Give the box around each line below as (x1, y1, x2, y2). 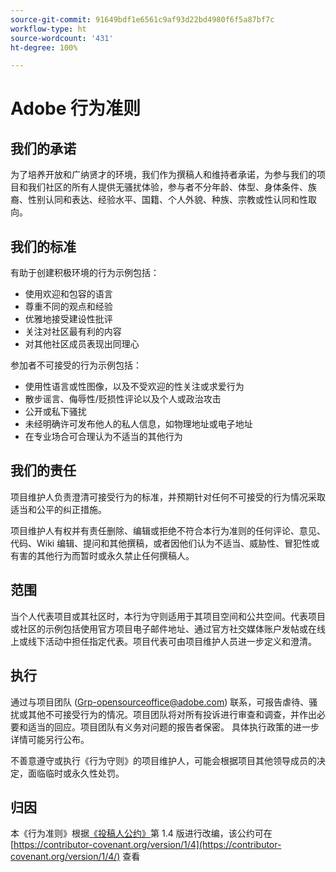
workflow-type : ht (10, 24, 87, 34)
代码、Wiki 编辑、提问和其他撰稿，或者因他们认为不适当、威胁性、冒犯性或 (10, 537, 320, 549)
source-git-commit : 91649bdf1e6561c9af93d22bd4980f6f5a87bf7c (10, 14, 275, 25)
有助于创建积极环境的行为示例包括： (10, 267, 160, 279)
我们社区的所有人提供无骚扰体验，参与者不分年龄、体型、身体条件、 (27, 181, 308, 193)
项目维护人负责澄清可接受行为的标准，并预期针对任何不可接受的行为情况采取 (10, 491, 326, 503)
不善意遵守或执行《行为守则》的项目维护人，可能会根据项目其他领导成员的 (10, 754, 317, 766)
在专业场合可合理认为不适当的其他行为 (24, 431, 183, 443)
